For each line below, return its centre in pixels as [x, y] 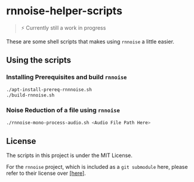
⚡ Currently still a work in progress [63, 27]
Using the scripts [39, 60]
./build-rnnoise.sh [30, 95]
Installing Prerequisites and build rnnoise [67, 77]
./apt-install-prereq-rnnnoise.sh [49, 90]
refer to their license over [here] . [46, 173]
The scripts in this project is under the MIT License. [70, 155]
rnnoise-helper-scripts [64, 11]
